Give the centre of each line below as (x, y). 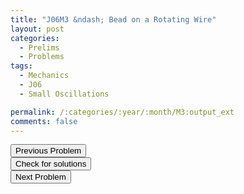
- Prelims (39, 47)
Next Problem (41, 177)
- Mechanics (44, 76)
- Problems (42, 57)
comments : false (44, 121)
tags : (21, 66)
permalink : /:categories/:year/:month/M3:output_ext (122, 112)
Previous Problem (48, 151)
